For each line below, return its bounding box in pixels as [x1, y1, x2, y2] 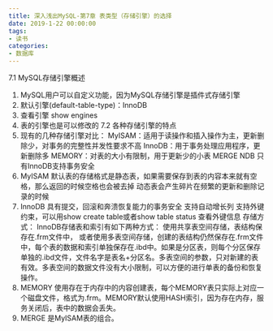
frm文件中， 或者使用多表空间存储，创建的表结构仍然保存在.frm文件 [36, 232, 264, 242]
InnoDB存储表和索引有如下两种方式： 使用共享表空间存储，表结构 [36, 222, 256, 231]
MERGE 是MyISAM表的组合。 [19, 313, 119, 323]
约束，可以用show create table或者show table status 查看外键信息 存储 [19, 212, 258, 221]
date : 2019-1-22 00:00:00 [8, 19, 96, 28]
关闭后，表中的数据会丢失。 [27, 303, 120, 312]
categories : [8, 42, 49, 50]
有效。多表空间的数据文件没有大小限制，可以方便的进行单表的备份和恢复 [19, 263, 262, 272]
